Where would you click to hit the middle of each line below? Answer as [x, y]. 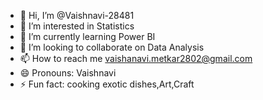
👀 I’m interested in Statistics [77, 26]
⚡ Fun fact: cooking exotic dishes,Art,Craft [107, 84]
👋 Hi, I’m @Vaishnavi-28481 [77, 15]
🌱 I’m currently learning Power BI [87, 36]
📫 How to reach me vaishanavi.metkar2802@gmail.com [136, 58]
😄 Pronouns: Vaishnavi [68, 73]
